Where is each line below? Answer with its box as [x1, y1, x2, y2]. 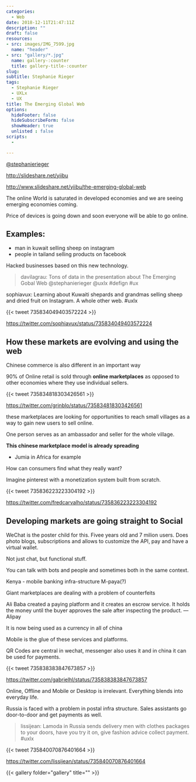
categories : [6, 8, 35, 15]
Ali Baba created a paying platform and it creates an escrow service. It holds [6, 601, 190, 608]
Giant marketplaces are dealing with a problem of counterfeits [6, 589, 156, 596]
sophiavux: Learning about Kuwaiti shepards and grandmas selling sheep [6, 291, 183, 298]
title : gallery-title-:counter [11, 63, 88, 69]
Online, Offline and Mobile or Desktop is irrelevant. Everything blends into [6, 688, 183, 695]
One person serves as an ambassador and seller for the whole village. [6, 431, 174, 438]
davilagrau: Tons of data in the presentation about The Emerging [20, 274, 176, 281]
